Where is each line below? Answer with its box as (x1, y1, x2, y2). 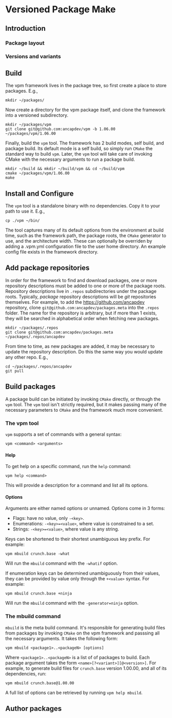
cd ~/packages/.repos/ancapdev (5, 364, 72, 369)
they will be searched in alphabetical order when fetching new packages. (5, 315, 160, 321)
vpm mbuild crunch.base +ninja (5, 591, 72, 596)
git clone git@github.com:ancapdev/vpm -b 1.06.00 (5, 126, 116, 132)
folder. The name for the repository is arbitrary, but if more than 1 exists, (5, 310, 157, 316)
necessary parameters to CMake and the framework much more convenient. (5, 407, 163, 413)
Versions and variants (5, 53, 61, 60)
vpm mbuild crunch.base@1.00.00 (5, 680, 74, 686)
